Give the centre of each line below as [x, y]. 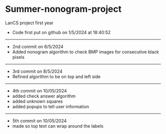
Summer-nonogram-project [63, 9]
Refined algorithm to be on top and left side [56, 76]
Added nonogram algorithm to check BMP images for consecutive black [85, 52]
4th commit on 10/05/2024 [40, 90]
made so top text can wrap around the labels [58, 126]
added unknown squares [38, 101]
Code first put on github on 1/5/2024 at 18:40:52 [62, 32]
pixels [18, 57]
